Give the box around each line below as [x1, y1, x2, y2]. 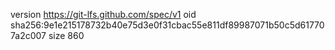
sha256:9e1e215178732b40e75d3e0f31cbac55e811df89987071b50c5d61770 [10, 19, 325, 31]
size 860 [48, 30, 85, 41]
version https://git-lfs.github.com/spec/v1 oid [10, 9, 197, 20]
